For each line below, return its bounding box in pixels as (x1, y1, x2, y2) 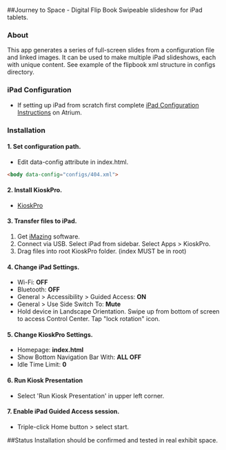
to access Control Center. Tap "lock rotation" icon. (17, 315, 161, 323)
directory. (7, 68, 34, 76)
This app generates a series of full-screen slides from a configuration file (7, 46, 215, 54)
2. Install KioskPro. (7, 186, 63, 194)
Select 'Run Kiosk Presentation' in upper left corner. (17, 391, 165, 400)
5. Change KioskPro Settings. (7, 330, 93, 338)
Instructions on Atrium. (17, 108, 83, 116)
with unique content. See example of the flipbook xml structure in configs (7, 61, 216, 69)
